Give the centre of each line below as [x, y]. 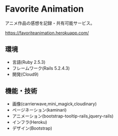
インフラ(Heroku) [29, 122]
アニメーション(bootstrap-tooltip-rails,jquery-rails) [63, 116]
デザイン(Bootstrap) [32, 128]
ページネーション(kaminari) [39, 110]
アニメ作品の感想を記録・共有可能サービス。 [50, 23]
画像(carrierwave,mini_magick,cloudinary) [54, 104]
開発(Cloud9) [25, 74]
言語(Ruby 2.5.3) [29, 62]
